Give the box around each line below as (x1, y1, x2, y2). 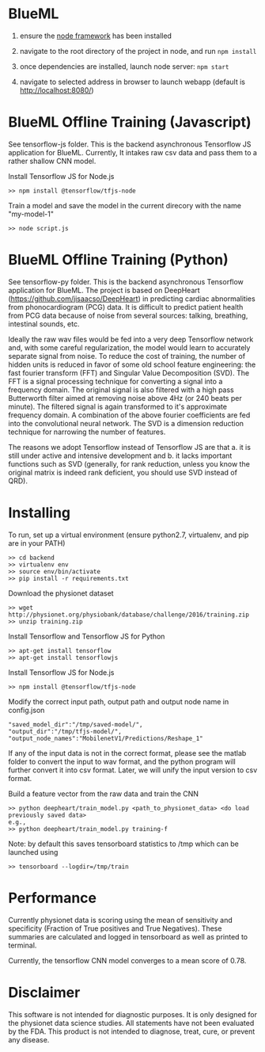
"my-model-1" (8, 209, 54, 219)
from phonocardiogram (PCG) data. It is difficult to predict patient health (8, 302, 244, 311)
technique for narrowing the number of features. (8, 427, 166, 436)
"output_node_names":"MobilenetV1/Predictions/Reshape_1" (8, 734, 203, 742)
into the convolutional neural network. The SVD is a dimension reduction (8, 418, 244, 428)
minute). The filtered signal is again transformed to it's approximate (8, 402, 228, 411)
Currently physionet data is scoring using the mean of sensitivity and (8, 915, 233, 924)
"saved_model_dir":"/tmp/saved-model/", (8, 720, 144, 729)
